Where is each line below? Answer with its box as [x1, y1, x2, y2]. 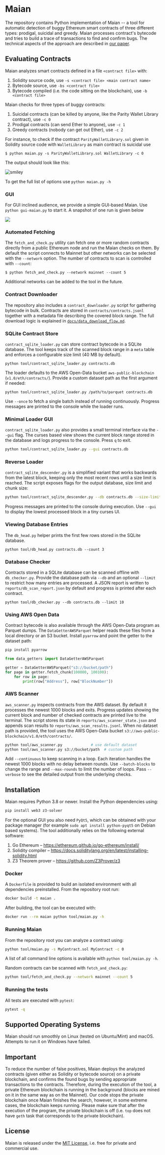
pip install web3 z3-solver [5, 808, 63, 813]
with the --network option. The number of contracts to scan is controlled [5, 255, 151, 261]
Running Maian [5, 926, 42, 933]
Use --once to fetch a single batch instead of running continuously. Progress [5, 398, 160, 404]
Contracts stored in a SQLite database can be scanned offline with [5, 569, 139, 575]
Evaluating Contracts [5, 55, 71, 63]
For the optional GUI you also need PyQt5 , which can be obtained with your [5, 817, 156, 823]
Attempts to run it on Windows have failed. [5, 1039, 91, 1045]
